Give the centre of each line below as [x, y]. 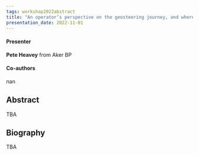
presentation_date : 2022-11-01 [45, 22]
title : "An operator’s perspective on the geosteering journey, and [92, 17]
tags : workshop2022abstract [41, 12]
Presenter [19, 41]
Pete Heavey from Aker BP [39, 54]
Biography [26, 133]
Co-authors [21, 68]
